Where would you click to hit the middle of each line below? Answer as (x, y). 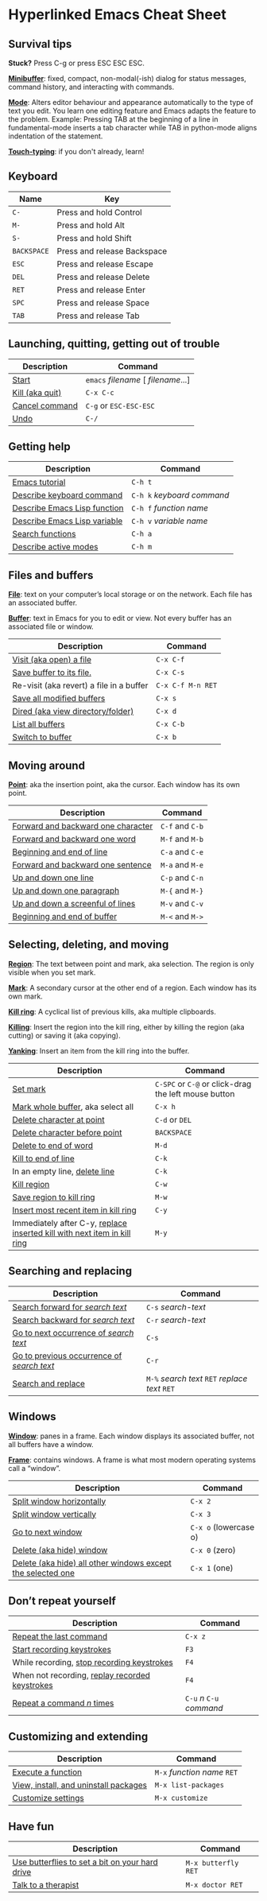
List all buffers (39, 724)
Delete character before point (67, 1132)
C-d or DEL (173, 1119)
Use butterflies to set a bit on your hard (85, 1862)
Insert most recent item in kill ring (74, 1210)
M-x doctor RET (214, 1885)
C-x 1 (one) (212, 1568)
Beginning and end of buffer (65, 917)
